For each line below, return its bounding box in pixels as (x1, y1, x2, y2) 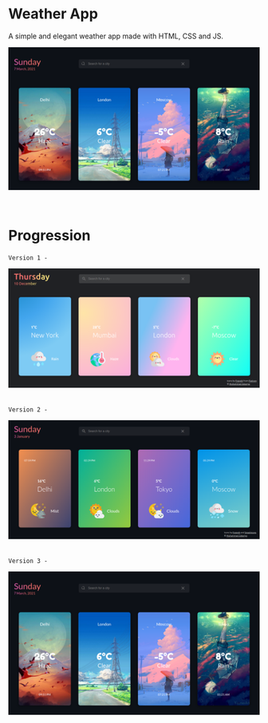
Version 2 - (8, 405, 48, 414)
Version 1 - (8, 254, 48, 262)
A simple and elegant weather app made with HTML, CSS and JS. (8, 31, 224, 41)
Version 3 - (8, 557, 48, 566)
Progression (8, 226, 91, 244)
